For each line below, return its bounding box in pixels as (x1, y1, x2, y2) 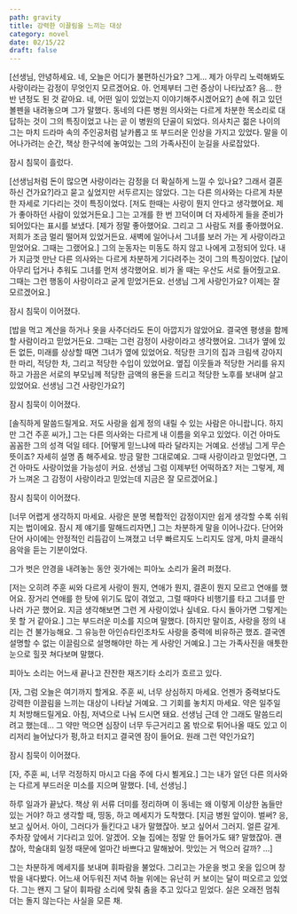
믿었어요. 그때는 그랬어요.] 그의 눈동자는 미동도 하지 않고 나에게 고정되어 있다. (9, 242, 277, 253)
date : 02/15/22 (9, 37, 66, 47)
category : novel (9, 29, 69, 38)
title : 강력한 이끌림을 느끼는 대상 (9, 21, 122, 30)
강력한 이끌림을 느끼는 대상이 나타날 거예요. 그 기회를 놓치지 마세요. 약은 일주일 (9, 698, 281, 709)
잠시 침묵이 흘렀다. (9, 157, 74, 168)
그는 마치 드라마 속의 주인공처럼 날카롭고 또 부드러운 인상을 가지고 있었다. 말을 (9, 127, 279, 138)
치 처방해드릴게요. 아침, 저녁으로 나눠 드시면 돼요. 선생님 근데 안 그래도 (9, 709, 253, 719)
